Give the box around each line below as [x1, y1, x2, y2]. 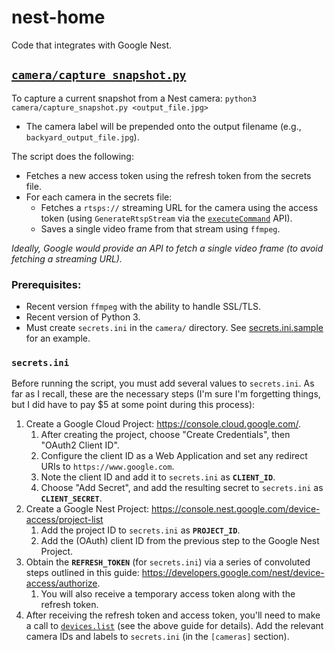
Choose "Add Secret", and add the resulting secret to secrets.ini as [40, 482, 324, 494]
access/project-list [25, 514, 104, 526]
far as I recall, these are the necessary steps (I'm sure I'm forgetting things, [11, 388, 321, 400]
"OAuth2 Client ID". [40, 439, 120, 451]
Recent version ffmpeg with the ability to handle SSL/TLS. [25, 301, 262, 313]
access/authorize [25, 577, 98, 590]
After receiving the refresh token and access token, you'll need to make [25, 609, 321, 621]
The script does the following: [11, 150, 134, 162]
